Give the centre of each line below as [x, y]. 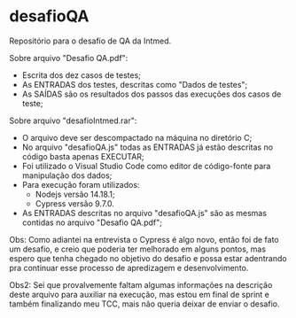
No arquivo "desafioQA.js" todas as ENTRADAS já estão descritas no [147, 147]
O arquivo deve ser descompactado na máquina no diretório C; [137, 137]
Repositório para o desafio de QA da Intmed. [90, 41]
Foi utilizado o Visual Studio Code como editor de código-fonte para [146, 166]
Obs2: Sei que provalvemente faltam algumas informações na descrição [141, 284]
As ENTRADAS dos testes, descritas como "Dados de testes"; [135, 84]
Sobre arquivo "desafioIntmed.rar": [73, 120]
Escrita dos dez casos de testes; [82, 75]
